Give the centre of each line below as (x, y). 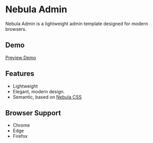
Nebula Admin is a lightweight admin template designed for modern (77, 24)
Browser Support (33, 113)
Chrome (21, 125)
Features (20, 74)
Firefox (20, 136)
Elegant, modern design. (39, 91)
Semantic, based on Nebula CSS (47, 97)
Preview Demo (21, 57)
